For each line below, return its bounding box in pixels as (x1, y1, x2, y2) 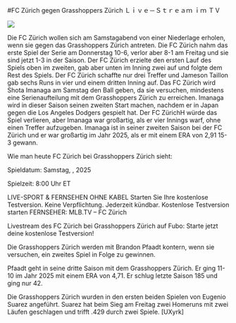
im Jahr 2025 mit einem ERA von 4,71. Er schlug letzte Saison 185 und (15, 272, 218, 280)
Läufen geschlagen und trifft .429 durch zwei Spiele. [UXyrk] (7, 307, 185, 316)
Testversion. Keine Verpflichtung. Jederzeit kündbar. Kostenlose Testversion (7, 200, 230, 209)
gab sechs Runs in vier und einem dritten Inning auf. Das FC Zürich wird (7, 78, 216, 87)
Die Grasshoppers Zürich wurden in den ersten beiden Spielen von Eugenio (7, 293, 227, 301)
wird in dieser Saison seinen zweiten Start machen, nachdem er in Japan (7, 101, 219, 109)
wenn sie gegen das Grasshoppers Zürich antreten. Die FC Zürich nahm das (7, 41, 228, 49)
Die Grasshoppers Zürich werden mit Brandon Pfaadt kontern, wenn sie (7, 243, 215, 251)
